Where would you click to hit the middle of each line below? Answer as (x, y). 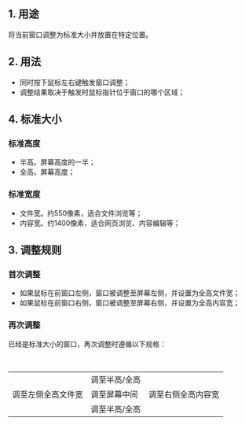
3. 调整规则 (35, 250)
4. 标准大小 (35, 119)
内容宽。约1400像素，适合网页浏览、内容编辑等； (100, 223)
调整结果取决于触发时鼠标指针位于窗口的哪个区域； (102, 92)
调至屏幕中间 (115, 394)
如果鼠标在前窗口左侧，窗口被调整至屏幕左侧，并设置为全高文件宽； (130, 293)
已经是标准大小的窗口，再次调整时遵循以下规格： (87, 344)
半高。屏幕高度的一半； (57, 162)
